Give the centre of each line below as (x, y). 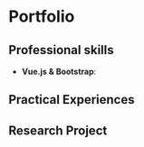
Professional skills (61, 50)
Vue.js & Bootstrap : (59, 71)
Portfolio (42, 17)
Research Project (58, 130)
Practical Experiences (72, 100)
